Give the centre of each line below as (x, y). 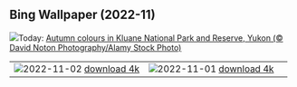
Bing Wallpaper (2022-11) (82, 15)
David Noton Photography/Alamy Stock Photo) (96, 47)
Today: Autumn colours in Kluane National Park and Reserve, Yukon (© (151, 38)
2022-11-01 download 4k (216, 69)
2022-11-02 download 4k (81, 69)
